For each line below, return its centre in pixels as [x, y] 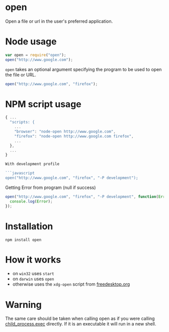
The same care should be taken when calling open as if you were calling [80, 318]
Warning [23, 305]
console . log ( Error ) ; [31, 201]
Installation [29, 226]
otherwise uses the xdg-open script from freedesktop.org [71, 284]
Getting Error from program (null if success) [51, 187]
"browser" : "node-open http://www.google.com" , [65, 132]
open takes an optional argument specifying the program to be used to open [83, 69]
